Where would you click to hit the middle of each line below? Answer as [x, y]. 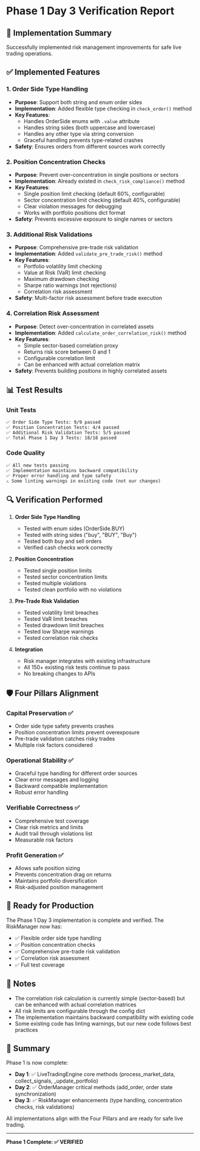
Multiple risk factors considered [54, 745]
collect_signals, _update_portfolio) [57, 1081]
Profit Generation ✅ [35, 855]
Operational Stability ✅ [40, 760]
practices [26, 1030]
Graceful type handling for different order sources [76, 773]
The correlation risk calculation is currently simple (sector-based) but [100, 998]
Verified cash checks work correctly [68, 548]
